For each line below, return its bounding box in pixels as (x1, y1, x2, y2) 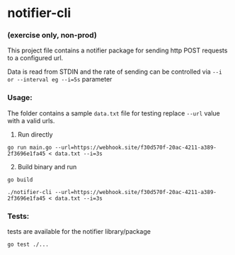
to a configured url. (7, 54, 64, 62)
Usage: (7, 93, 33, 103)
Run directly (17, 130, 53, 139)
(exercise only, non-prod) (7, 30, 97, 40)
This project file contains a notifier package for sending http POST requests (7, 46, 228, 55)
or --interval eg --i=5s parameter (7, 75, 113, 84)
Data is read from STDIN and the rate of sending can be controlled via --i (7, 67, 222, 76)
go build (7, 176, 33, 183)
